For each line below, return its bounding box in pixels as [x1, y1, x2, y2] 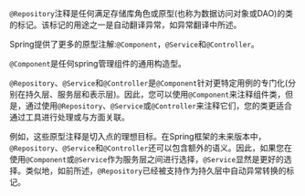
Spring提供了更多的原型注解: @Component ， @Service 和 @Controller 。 [9, 39, 259, 49]
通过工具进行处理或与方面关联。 [9, 112, 130, 122]
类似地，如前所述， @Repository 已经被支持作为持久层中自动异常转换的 [25, 165, 287, 176]
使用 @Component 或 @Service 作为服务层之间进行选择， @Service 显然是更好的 [9, 154, 285, 164]
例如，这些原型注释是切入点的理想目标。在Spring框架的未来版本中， [9, 131, 267, 141]
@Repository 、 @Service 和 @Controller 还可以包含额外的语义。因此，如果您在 [9, 142, 292, 153]
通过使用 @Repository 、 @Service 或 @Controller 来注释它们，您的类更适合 [25, 100, 292, 111]
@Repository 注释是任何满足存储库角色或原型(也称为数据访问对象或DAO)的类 [9, 8, 294, 18]
